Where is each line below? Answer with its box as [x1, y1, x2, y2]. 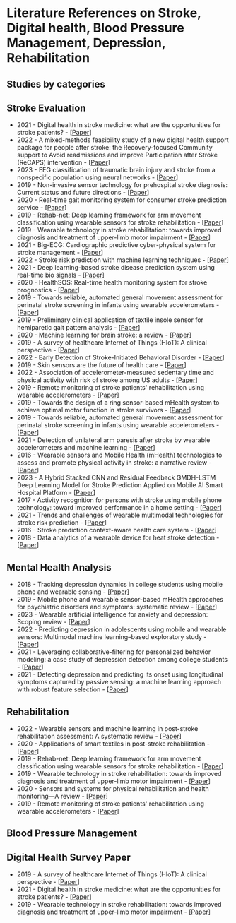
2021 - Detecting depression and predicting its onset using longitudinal [16, 670, 223, 679]
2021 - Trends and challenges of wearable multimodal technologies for [16, 511, 223, 520]
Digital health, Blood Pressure [6, 20, 184, 36]
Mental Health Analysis [6, 561, 112, 573]
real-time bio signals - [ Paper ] [16, 270, 105, 280]
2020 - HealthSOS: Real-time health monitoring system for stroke [16, 278, 208, 287]
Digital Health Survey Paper [6, 851, 131, 863]
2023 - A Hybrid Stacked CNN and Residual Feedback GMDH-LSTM [16, 473, 216, 482]
